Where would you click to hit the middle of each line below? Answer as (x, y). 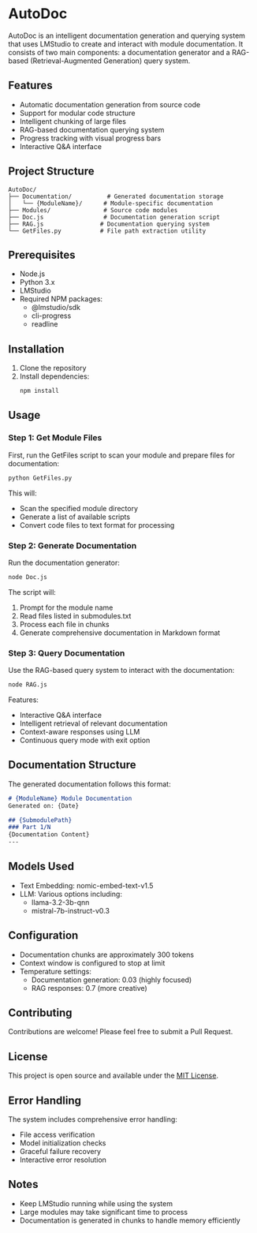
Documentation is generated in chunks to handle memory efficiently (130, 1220)
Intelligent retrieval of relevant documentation (93, 723)
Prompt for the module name (66, 607)
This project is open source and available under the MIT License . (114, 1076)
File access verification (57, 1135)
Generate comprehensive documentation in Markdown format (120, 633)
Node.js (32, 274)
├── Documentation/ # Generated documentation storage (116, 196)
